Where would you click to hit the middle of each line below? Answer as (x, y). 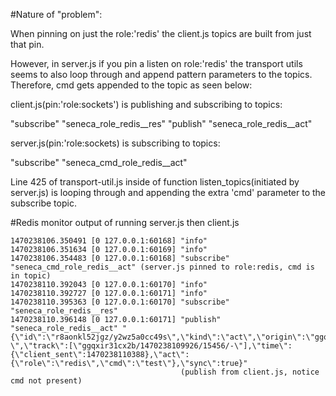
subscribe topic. (43, 203)
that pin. (27, 44)
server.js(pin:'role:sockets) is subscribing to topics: (115, 143)
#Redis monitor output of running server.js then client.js (125, 222)
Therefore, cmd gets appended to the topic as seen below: (131, 85)
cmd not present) (46, 381)
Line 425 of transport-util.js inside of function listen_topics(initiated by (155, 182)
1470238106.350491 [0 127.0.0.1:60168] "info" (109, 241)
